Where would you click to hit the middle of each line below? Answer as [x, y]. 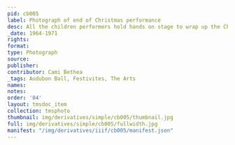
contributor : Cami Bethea [45, 72]
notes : [17, 91]
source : [19, 59]
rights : [19, 40]
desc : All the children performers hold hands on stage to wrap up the [114, 26]
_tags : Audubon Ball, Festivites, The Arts [72, 78]
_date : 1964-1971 [33, 33]
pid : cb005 [23, 14]
